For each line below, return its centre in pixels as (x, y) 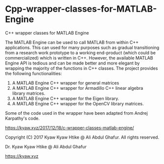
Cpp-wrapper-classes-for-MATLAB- (81, 9)
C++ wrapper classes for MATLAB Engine (47, 33)
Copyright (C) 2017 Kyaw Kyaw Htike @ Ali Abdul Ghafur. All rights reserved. (82, 137)
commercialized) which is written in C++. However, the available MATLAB (79, 58)
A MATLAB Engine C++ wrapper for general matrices (66, 83)
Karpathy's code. (23, 118)
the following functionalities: (34, 73)
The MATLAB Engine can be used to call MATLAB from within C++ (72, 42)
